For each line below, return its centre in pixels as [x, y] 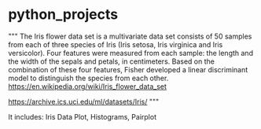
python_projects [63, 15]
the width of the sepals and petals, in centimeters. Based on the [111, 61]
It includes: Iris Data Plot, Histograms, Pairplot [83, 116]
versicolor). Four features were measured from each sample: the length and [131, 53]
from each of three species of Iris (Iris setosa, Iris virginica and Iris [116, 44]
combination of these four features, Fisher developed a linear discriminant [128, 69]
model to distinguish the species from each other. [88, 78]
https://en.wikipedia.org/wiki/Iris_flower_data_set [88, 86]
